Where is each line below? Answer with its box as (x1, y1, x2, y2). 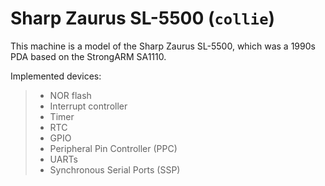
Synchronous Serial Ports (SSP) (49, 163, 181, 176)
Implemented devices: (10, 70, 102, 82)
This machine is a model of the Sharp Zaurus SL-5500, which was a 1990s (10, 40, 316, 52)
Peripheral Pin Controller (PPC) (49, 142, 178, 154)
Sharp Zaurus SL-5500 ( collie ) (10, 7, 276, 30)
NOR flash (49, 89, 92, 101)
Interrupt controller (49, 100, 128, 112)
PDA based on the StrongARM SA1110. (10, 50, 167, 62)
